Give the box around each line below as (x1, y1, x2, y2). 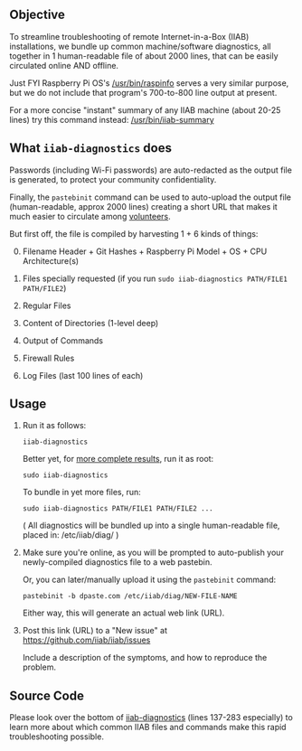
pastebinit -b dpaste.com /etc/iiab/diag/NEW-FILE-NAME (22, 592, 238, 601)
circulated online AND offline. (9, 60, 119, 70)
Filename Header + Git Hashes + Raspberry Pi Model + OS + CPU (22, 246, 268, 257)
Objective (9, 7, 66, 23)
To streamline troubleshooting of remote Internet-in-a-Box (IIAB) (9, 31, 250, 42)
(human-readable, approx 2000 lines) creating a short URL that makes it (9, 201, 278, 211)
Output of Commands (22, 334, 104, 346)
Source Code (9, 688, 84, 703)
